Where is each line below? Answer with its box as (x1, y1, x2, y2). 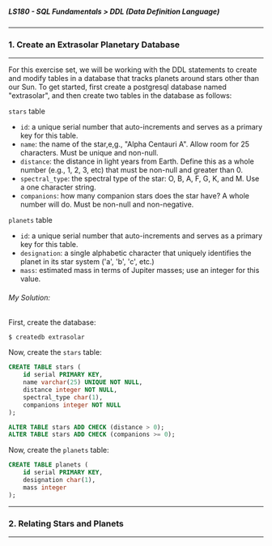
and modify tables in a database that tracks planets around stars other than (8, 74, 260, 83)
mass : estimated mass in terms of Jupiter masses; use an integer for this (19, 266, 260, 275)
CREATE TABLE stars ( (8, 363, 82, 372)
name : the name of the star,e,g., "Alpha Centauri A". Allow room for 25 (19, 139, 249, 149)
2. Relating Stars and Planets (8, 518, 124, 529)
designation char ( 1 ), (23, 476, 96, 484)
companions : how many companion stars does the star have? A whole (19, 191, 249, 201)
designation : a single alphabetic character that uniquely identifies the (19, 248, 253, 258)
